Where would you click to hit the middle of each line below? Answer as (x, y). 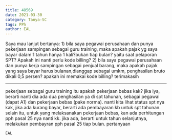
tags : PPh (16, 24)
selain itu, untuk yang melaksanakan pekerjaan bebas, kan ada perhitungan (85, 113)
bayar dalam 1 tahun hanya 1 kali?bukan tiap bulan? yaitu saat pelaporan (81, 55)
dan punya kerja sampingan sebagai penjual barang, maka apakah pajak (81, 66)
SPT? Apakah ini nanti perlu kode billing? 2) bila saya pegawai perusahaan (84, 60)
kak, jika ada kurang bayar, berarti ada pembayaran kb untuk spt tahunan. (83, 108)
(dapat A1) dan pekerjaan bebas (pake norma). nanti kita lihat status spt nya (85, 102)
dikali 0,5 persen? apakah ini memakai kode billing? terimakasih (72, 76)
